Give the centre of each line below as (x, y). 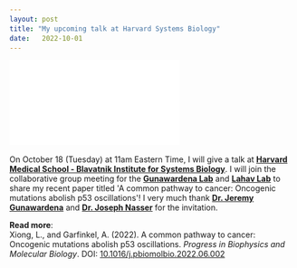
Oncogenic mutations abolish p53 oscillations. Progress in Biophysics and (147, 244)
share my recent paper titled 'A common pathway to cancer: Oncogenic (143, 188)
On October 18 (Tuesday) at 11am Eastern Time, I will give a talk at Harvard (148, 159)
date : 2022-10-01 (46, 38)
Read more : (31, 225)
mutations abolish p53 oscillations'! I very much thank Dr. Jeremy (132, 198)
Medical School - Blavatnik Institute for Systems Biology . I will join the (143, 169)
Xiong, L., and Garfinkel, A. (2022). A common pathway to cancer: (133, 234)
